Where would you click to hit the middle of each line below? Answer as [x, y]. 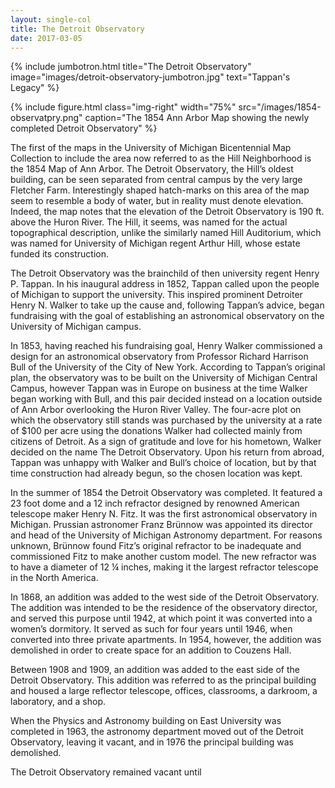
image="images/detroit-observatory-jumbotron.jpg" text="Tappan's [150, 77]
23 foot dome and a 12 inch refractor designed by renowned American [155, 503]
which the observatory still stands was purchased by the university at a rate [166, 420]
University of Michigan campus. [76, 327]
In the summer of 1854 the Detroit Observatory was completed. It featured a [166, 493]
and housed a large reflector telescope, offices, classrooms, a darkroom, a [164, 691]
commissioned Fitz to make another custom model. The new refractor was [163, 557]
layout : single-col [51, 19]
